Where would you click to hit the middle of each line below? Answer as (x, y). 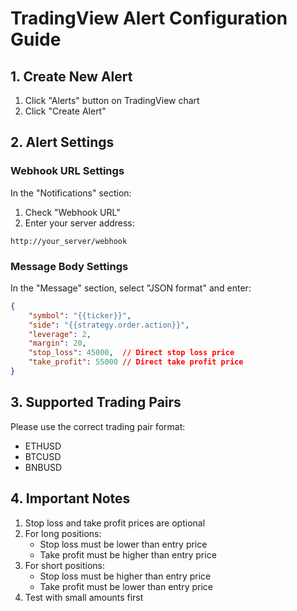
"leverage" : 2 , (60, 334)
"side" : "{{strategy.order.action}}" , (109, 325)
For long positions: (63, 533)
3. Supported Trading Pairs (96, 402)
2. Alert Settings (62, 142)
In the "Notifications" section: (71, 193)
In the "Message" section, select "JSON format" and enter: (131, 288)
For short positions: (64, 565)
